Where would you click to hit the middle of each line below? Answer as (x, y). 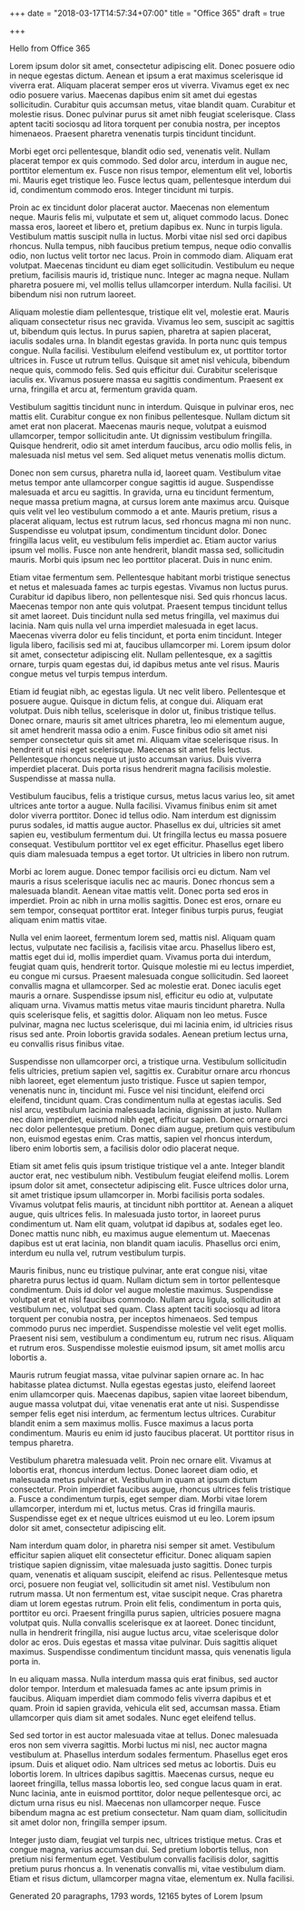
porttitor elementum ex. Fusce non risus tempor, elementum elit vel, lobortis (151, 170)
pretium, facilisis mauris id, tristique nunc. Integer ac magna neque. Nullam (149, 275)
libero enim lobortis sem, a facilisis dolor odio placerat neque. (124, 1148)
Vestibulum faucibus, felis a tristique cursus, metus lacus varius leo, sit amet (152, 796)
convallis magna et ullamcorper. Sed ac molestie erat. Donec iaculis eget (145, 986)
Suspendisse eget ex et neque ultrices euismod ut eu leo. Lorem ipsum (142, 1518)
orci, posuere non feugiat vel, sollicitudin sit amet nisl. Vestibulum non (140, 1584)
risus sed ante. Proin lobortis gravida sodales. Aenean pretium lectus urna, (149, 1034)
